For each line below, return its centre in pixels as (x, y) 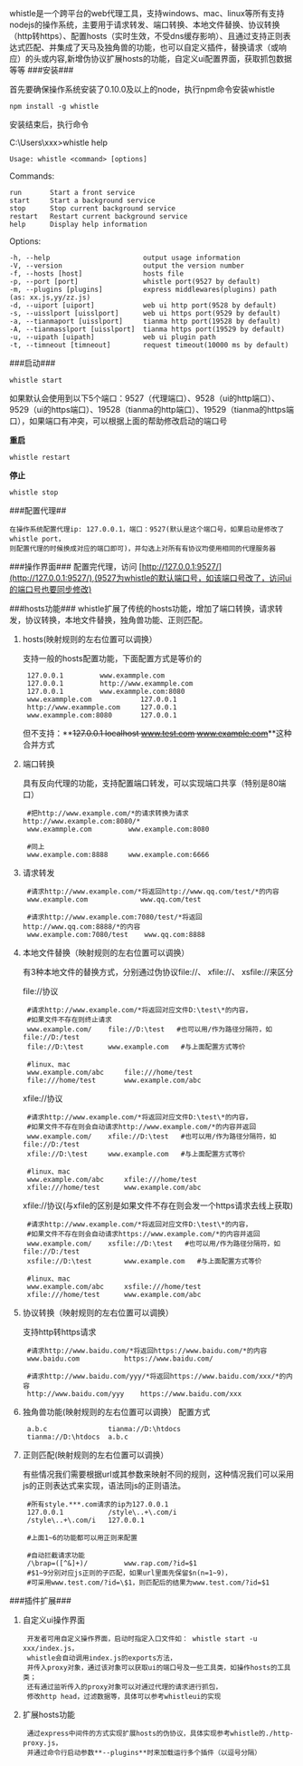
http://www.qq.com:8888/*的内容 (81, 927)
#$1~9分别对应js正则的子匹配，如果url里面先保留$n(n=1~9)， (129, 1573)
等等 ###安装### (42, 70)
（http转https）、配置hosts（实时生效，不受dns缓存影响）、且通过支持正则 (146, 36)
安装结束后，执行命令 (49, 124)
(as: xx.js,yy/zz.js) (50, 298)
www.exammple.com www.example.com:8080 (118, 829)
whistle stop (34, 493)
